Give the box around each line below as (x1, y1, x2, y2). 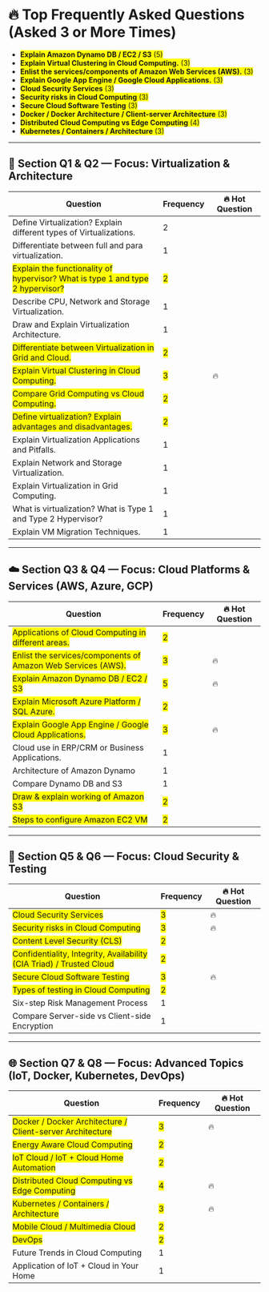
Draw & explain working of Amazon (12, 791, 144, 802)
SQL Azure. (12, 706, 55, 717)
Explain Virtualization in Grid (12, 480, 118, 491)
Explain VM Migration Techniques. (12, 526, 141, 537)
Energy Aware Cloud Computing (12, 1139, 134, 1150)
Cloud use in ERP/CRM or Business (12, 742, 144, 753)
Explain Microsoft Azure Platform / (12, 695, 142, 706)
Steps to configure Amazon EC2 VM (12, 814, 148, 825)
